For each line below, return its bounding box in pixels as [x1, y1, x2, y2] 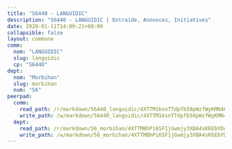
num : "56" [13, 87, 41, 93]
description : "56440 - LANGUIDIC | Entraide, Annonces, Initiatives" [7, 16, 212, 23]
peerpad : [7, 93, 32, 100]
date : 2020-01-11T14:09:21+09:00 [7, 23, 104, 30]
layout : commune [7, 36, 54, 43]
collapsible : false [7, 29, 64, 36]
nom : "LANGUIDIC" [13, 49, 64, 56]
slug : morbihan [13, 80, 57, 87]
